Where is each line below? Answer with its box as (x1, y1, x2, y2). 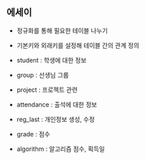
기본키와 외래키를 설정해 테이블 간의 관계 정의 (16, 41, 140, 49)
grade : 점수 (16, 129, 50, 138)
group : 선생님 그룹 (16, 70, 69, 79)
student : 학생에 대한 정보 (16, 56, 87, 64)
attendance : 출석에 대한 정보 (16, 100, 97, 109)
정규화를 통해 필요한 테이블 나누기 (16, 26, 108, 35)
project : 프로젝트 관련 (16, 86, 78, 94)
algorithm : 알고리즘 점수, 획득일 (16, 145, 105, 153)
